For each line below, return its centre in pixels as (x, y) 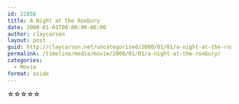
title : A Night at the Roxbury (54, 21)
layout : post (27, 41)
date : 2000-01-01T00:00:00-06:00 (57, 27)
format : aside (28, 73)
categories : (25, 61)
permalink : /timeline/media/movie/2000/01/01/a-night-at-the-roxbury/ (114, 54)
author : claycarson (36, 34)
